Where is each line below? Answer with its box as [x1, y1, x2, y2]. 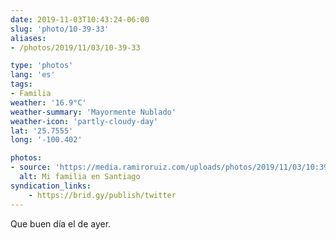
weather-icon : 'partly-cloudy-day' [10, 116, 159, 126]
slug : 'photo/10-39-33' [10, 24, 110, 34]
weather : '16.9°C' [10, 97, 87, 108]
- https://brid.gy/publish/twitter [28, 190, 177, 200]
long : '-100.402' [10, 135, 83, 145]
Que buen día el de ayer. [10, 217, 112, 230]
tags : [10, 79, 33, 90]
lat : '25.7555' [10, 126, 74, 136]
